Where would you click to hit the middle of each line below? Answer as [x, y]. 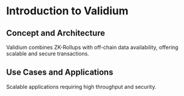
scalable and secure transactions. [48, 54]
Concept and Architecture [56, 33]
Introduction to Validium [67, 11]
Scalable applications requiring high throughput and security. [81, 86]
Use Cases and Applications [60, 72]
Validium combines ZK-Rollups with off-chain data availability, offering [92, 47]
